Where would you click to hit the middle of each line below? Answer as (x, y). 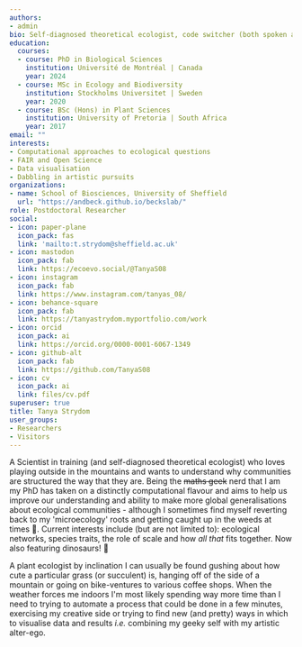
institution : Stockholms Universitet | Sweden (114, 93)
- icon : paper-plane (48, 227)
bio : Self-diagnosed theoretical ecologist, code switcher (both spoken (148, 34)
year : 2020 (46, 101)
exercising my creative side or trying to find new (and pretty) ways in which (149, 614)
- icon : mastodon (42, 252)
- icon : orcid (36, 328)
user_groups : (34, 420)
